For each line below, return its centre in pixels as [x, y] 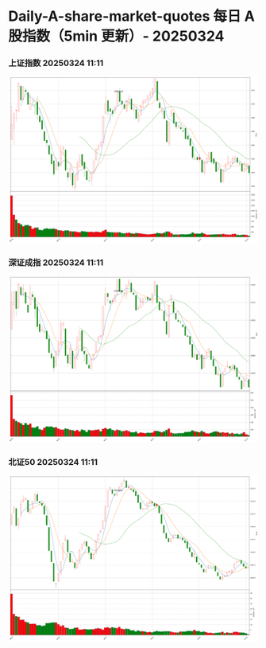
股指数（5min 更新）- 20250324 [116, 36]
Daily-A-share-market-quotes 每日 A [132, 16]
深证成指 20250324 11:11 [56, 263]
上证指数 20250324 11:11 [56, 63]
